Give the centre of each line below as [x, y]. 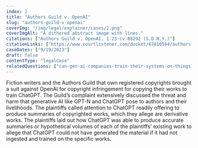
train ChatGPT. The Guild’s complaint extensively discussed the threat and [96, 95]
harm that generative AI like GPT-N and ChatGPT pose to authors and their [97, 102]
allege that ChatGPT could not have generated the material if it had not [92, 133]
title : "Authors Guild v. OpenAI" [49, 17]
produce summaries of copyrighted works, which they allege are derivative [97, 114]
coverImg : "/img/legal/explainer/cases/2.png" [64, 28]
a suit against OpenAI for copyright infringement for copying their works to [97, 89]
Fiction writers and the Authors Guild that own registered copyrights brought [99, 83]
